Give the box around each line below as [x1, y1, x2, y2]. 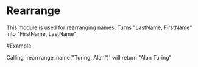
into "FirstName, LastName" [6, 30, 77, 37]
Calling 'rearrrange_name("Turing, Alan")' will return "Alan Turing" [6, 54, 172, 61]
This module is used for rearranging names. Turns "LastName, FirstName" [6, 24, 193, 31]
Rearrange [6, 4, 61, 18]
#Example [6, 42, 32, 49]
